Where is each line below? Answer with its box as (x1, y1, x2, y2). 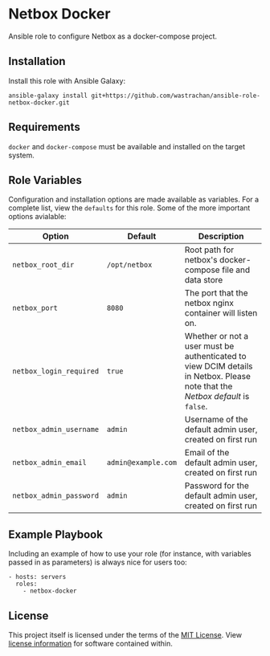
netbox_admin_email (12, 458, 87, 467)
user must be (184, 340, 235, 352)
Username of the (184, 414, 248, 426)
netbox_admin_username (12, 425, 99, 434)
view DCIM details (184, 361, 253, 372)
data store (184, 275, 223, 286)
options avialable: (8, 212, 67, 222)
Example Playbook (8, 528, 103, 541)
